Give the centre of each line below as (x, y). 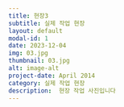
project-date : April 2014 (52, 76)
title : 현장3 (29, 16)
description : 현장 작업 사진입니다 (62, 91)
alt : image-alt (34, 68)
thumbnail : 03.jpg (39, 61)
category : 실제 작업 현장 (47, 83)
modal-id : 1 (28, 38)
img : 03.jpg (28, 53)
